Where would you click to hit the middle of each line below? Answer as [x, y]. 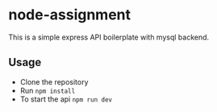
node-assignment [70, 15]
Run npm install [48, 90]
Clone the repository [54, 81]
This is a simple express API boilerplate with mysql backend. [109, 37]
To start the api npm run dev [66, 99]
